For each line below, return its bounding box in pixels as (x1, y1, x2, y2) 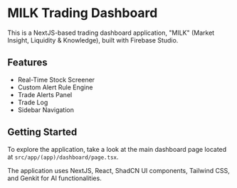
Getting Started (7, 126, 78, 138)
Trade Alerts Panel (17, 90, 73, 99)
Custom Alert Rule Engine (17, 83, 93, 92)
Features (7, 57, 48, 69)
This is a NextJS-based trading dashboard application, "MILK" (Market (7, 28, 215, 37)
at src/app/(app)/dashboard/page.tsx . (7, 153, 119, 161)
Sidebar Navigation (17, 105, 75, 114)
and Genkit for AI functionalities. (7, 174, 102, 182)
